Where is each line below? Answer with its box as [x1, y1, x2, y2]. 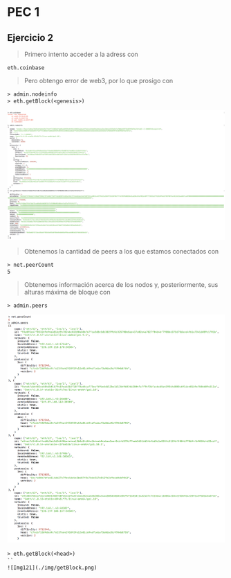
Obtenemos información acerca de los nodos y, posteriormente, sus [24, 281, 219, 289]
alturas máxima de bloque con [24, 288, 111, 297]
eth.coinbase [7, 64, 45, 71]
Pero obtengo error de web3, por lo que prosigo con [24, 77, 174, 85]
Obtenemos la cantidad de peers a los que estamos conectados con [24, 247, 219, 256]
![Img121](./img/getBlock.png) [7, 564, 98, 571]
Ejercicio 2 [7, 32, 54, 44]
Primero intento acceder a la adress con [24, 50, 138, 58]
